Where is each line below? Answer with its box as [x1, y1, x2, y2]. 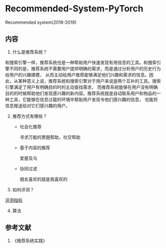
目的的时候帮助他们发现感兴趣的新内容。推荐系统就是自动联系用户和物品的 [5, 90, 157, 96]
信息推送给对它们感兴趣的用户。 [5, 102, 70, 109]
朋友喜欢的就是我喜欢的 [19, 176, 68, 182]
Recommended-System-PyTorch [5, 3, 144, 14]
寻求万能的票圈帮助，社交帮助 [19, 134, 81, 140]
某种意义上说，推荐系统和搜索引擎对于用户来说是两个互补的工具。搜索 [18, 78, 161, 84]
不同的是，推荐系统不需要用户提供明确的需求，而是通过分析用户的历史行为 [9, 65, 161, 72]
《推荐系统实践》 [12, 238, 47, 244]
